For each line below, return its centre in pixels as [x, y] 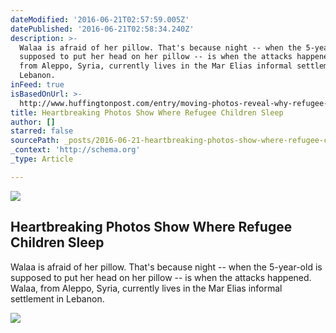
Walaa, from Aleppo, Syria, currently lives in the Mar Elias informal [146, 288]
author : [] [33, 122]
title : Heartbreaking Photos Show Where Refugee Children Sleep [147, 112]
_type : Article [42, 159]
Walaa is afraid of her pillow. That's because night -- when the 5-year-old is [166, 267]
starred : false [42, 131]
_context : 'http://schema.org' [75, 150]
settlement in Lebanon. [57, 298]
